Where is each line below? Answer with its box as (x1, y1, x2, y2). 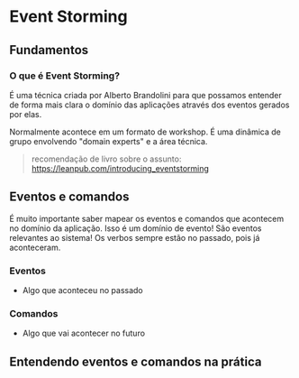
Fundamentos (9, 42, 89, 58)
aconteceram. (9, 242, 61, 253)
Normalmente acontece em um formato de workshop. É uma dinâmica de (9, 126, 281, 137)
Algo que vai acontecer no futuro (22, 327, 146, 339)
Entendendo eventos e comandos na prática (9, 354, 262, 369)
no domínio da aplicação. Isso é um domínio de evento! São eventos (9, 223, 262, 234)
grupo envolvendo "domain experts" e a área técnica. (9, 135, 208, 146)
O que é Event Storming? (9, 69, 120, 82)
